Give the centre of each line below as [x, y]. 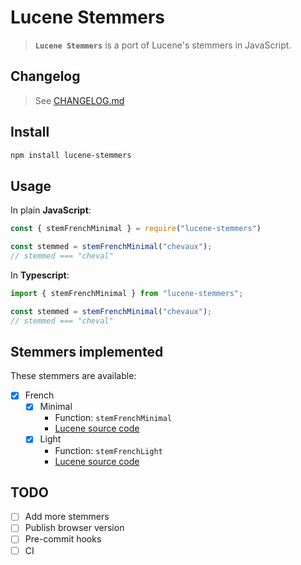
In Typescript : [40, 275]
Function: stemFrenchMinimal [113, 418]
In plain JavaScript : [51, 210]
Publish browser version [74, 528]
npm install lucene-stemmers [71, 155]
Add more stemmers [67, 517]
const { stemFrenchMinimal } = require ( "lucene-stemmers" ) [136, 229]
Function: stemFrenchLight [108, 450]
